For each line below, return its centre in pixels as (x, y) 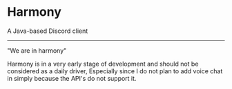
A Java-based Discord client (48, 31)
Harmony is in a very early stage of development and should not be (103, 64)
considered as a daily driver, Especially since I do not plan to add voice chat (115, 71)
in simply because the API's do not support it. (72, 78)
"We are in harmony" (37, 50)
